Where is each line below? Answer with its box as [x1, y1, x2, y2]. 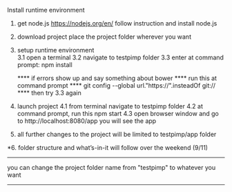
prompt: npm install [17, 61, 72, 68]
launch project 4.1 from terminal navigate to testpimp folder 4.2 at [17, 102, 204, 110]
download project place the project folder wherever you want [17, 32, 192, 41]
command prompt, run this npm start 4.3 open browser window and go [17, 110, 220, 117]
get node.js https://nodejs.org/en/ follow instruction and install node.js [17, 19, 217, 27]
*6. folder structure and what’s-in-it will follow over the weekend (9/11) [7, 144, 209, 151]
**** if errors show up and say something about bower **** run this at [17, 74, 217, 82]
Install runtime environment [7, 6, 85, 14]
